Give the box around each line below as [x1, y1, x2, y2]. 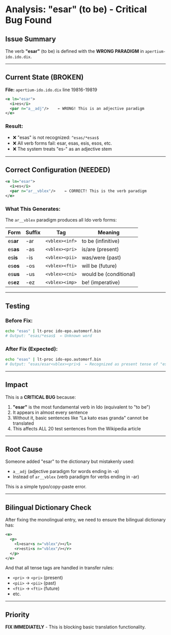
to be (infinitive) [81, 238, 120, 245]
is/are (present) [81, 246, 119, 253]
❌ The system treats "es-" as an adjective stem [12, 146, 112, 152]
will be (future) [81, 262, 117, 269]
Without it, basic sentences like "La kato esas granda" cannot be [12, 415, 149, 421]
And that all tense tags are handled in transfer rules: [5, 565, 114, 571]
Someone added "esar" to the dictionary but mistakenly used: [5, 458, 135, 464]
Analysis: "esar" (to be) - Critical [5, 4, 147, 15]
